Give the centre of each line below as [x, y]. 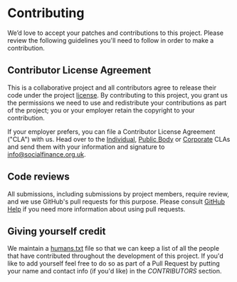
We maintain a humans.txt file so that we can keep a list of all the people [113, 249]
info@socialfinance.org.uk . [47, 154]
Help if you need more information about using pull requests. [96, 209]
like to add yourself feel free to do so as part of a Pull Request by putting [114, 263]
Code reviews [38, 177]
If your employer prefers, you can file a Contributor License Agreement [111, 131]
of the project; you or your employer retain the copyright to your [101, 110]
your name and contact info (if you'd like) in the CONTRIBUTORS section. [115, 271]
